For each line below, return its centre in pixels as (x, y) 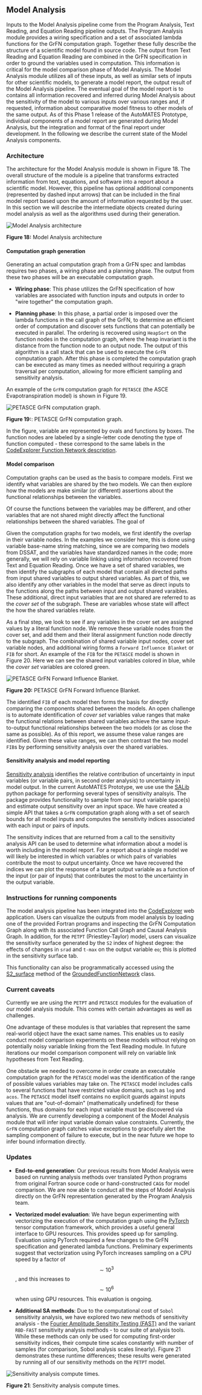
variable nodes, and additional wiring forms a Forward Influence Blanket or (100, 647)
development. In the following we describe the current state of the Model (97, 134)
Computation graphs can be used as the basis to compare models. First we (99, 477)
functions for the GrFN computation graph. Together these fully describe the (101, 43)
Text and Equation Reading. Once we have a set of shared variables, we (96, 565)
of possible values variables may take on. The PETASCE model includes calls (99, 1084)
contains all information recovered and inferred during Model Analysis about (101, 95)
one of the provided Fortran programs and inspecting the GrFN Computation (101, 924)
